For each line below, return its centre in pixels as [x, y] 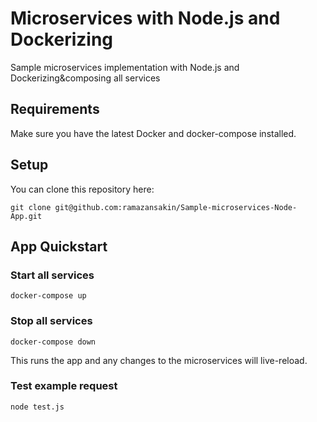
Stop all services [51, 321]
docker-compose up [48, 296]
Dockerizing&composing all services [85, 78]
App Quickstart [59, 246]
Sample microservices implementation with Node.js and [125, 67]
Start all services [52, 275]
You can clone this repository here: [82, 189]
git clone [31, 207]
